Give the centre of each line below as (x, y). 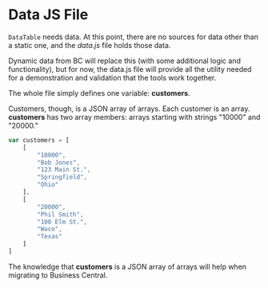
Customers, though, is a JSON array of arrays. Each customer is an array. (129, 108)
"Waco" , (50, 229)
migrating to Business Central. (58, 275)
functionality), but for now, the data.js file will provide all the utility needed (130, 69)
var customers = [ (39, 140)
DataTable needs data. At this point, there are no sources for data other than (133, 37)
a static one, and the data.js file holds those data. (90, 45)
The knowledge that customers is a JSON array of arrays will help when (127, 266)
